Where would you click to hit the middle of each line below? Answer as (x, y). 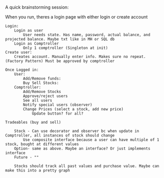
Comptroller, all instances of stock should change (60, 135)
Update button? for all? (58, 113)
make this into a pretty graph (38, 170)
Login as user (29, 30)
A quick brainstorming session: (37, 7)
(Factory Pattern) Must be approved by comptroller (60, 61)
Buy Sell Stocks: (41, 83)
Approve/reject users (46, 96)
